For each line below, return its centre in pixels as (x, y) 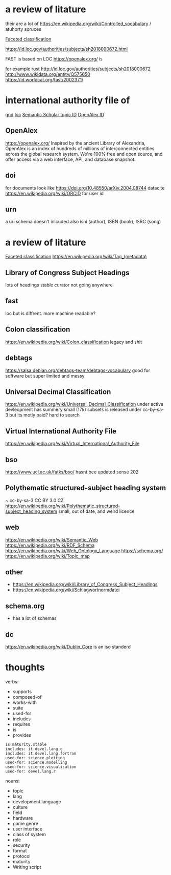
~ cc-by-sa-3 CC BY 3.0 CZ (34, 500)
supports (22, 691)
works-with (25, 702)
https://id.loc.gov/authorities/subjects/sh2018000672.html (67, 49)
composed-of (27, 697)
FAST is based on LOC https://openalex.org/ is (54, 59)
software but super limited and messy (45, 376)
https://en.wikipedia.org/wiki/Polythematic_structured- (63, 506)
